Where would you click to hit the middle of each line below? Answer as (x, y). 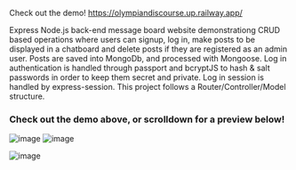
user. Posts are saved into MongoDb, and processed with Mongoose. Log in (148, 58)
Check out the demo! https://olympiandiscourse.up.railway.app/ (126, 13)
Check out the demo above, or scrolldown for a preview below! (147, 119)
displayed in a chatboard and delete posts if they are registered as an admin (148, 49)
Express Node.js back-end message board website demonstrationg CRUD (145, 30)
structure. (27, 96)
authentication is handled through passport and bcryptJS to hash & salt (140, 68)
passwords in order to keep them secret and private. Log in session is (137, 77)
